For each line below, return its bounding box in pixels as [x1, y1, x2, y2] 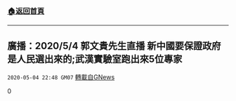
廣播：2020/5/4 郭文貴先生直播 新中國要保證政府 [7, 40, 221, 52]
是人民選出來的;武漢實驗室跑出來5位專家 [7, 53, 183, 65]
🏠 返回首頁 [7, 6, 45, 15]
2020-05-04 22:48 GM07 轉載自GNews [7, 73, 115, 81]
